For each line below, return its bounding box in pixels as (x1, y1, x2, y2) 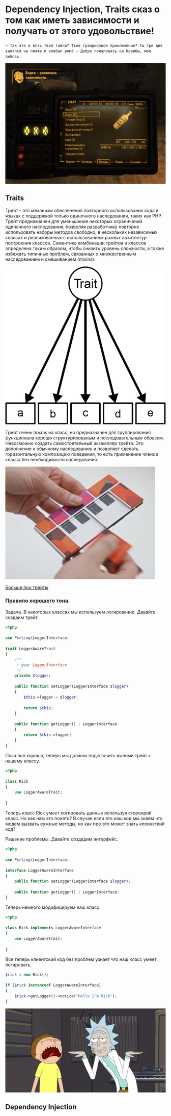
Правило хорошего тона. (5, 597, 70, 604)
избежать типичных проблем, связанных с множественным (5, 251, 136, 257)
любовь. (5, 54, 22, 59)
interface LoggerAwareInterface (5, 868, 74, 873)
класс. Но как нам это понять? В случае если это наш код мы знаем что (5, 815, 163, 821)
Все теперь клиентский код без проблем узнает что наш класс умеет (5, 956, 157, 962)
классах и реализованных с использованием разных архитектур (5, 234, 147, 240)
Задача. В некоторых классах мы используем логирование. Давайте (5, 609, 156, 615)
